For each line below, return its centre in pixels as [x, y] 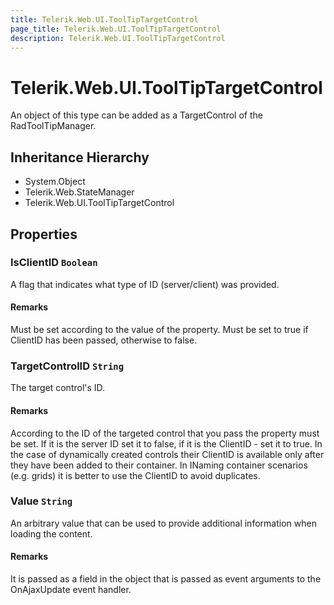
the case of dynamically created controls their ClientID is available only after [167, 454]
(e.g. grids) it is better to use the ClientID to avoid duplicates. [135, 475]
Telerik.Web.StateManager [79, 192]
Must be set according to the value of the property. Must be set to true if [159, 330]
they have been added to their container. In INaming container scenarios [159, 465]
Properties [44, 234]
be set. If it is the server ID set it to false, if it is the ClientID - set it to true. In [166, 443]
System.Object [55, 182]
